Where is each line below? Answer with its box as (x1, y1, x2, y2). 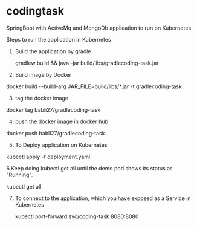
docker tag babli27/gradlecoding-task (6, 106, 101, 113)
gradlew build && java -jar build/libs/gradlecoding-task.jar (15, 59, 159, 66)
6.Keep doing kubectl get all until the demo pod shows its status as (6, 164, 173, 172)
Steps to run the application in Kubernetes (6, 36, 111, 43)
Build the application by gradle (15, 47, 91, 55)
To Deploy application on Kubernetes (15, 141, 108, 149)
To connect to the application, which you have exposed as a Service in (15, 195, 192, 202)
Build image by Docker (15, 71, 72, 78)
